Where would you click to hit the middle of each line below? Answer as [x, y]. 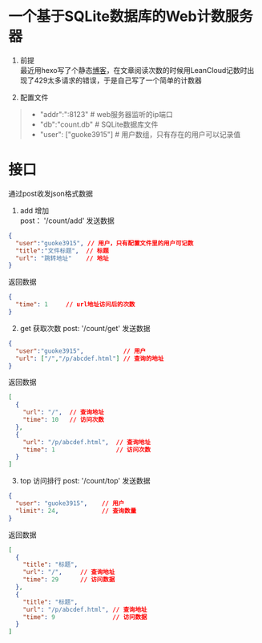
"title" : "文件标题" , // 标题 [62, 251]
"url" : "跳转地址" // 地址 [62, 258]
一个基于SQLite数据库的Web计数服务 [131, 16]
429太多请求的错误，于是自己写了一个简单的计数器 [118, 80]
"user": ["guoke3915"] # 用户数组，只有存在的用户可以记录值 [140, 134]
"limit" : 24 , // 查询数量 [76, 511]
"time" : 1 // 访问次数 [87, 450]
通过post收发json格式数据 [51, 193]
